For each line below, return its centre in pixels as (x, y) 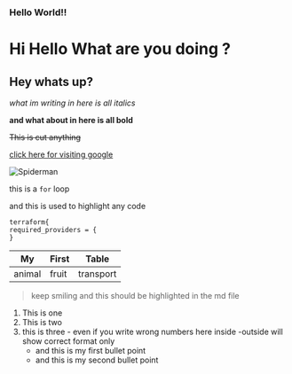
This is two (42, 322)
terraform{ (29, 222)
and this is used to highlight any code (78, 206)
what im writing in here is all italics (72, 103)
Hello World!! (38, 12)
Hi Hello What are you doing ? (120, 49)
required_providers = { (53, 230)
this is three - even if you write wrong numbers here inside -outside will (153, 331)
